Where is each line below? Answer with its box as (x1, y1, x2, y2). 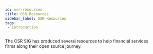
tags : (5, 20, 16, 26)
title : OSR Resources (5, 12, 49, 16)
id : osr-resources (5, 7, 42, 12)
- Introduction (7, 25, 38, 30)
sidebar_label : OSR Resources (5, 16, 67, 21)
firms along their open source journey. (5, 43, 82, 49)
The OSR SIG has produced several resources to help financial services (5, 38, 149, 44)
